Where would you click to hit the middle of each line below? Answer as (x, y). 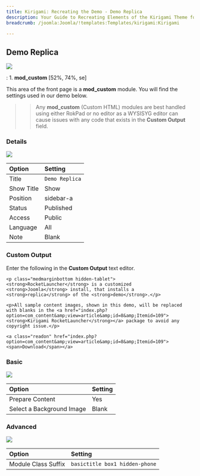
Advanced (21, 427)
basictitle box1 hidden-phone (114, 464)
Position (21, 199)
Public (53, 218)
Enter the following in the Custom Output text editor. (71, 268)
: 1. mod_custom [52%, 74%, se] (46, 78)
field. (42, 126)
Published (58, 208)
